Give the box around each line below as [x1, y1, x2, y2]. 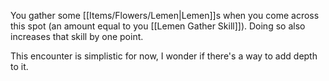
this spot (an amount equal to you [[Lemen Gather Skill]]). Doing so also [10, 20, 306, 32]
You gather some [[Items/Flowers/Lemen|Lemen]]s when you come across [10, 10, 320, 21]
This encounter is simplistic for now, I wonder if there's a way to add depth [10, 50, 318, 62]
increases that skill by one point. [10, 31, 144, 42]
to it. [10, 61, 29, 72]
